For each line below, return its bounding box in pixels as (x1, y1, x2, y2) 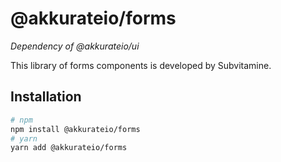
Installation (10, 88, 82, 106)
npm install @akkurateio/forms (10, 124, 141, 134)
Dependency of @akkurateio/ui (10, 40, 140, 52)
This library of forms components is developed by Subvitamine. (10, 59, 272, 71)
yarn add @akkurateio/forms (10, 143, 128, 153)
